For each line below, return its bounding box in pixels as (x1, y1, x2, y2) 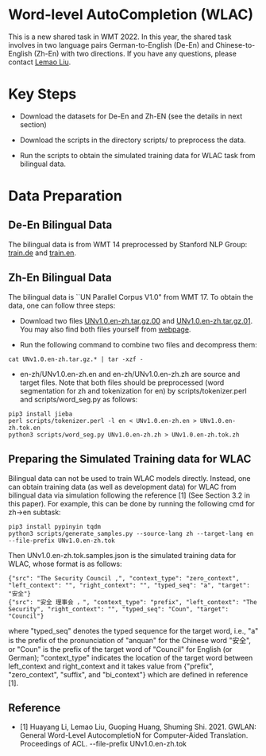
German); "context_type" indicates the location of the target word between (8, 653, 253, 662)
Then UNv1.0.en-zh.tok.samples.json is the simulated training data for (8, 550, 237, 560)
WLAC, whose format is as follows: (8, 559, 122, 568)
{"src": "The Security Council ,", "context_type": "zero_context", (8, 574, 240, 582)
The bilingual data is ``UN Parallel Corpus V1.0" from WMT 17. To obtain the (8, 292, 254, 301)
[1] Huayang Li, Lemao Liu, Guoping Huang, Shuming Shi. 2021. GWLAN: (19, 722, 256, 732)
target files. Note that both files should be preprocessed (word (19, 378, 225, 387)
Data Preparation (8, 187, 123, 205)
